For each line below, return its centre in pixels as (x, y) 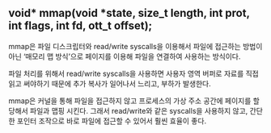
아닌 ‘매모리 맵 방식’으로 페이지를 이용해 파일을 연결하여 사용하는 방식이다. (125, 56)
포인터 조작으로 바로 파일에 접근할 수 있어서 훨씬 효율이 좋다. (112, 121)
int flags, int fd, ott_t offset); (80, 26)
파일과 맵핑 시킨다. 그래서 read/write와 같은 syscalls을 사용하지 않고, (139, 110)
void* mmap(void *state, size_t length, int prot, (129, 13)
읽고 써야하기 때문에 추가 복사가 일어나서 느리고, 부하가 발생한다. (110, 83)
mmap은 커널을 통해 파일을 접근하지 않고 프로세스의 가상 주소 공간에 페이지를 (130, 101)
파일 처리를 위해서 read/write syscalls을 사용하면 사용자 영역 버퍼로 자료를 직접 (133, 73)
